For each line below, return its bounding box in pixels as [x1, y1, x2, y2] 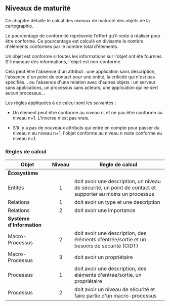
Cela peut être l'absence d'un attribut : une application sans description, [5, 68, 156, 74]
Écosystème [8, 169, 38, 177]
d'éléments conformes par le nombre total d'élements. [5, 43, 119, 50]
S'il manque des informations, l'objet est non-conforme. [5, 58, 122, 65]
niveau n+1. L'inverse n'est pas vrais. [12, 115, 90, 121]
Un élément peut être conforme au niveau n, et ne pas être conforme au [12, 109, 163, 115]
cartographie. [5, 23, 34, 29]
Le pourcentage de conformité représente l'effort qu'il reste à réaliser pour [5, 32, 161, 38]
